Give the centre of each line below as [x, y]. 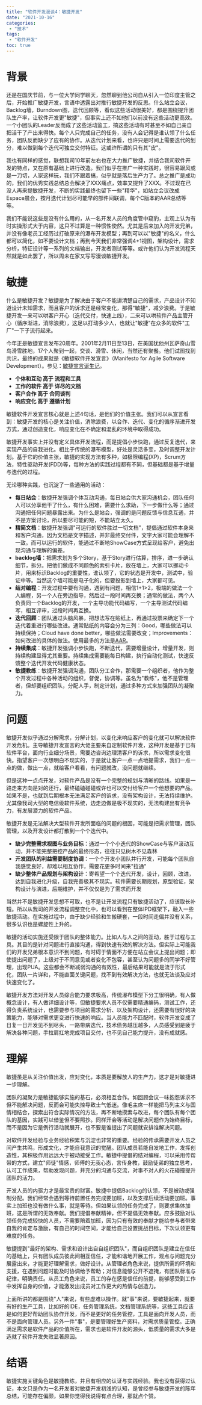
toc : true [19, 46]
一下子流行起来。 [35, 330]
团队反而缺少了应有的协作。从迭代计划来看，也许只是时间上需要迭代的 [103, 140]
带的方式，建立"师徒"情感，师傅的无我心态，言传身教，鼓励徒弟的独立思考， [101, 1162]
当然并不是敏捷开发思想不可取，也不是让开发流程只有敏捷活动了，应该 [93, 901]
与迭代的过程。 [25, 472]
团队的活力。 [22, 1177]
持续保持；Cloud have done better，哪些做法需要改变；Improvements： [104, 633]
